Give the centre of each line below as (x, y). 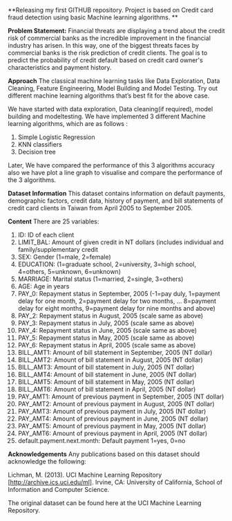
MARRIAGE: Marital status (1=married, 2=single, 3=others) (100, 279)
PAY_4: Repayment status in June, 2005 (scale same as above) (107, 330)
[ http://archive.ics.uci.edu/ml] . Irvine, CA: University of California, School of (115, 482)
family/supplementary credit (58, 249)
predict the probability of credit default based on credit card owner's (105, 60)
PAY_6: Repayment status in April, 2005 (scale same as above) (107, 345)
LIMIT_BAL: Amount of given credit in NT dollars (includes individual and (120, 242)
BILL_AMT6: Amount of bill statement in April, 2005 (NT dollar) (107, 389)
